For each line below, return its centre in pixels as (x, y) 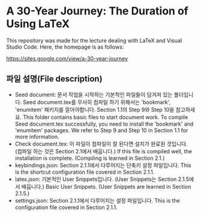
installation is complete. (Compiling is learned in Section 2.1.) (90, 158)
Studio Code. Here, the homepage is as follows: (65, 47)
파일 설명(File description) (55, 79)
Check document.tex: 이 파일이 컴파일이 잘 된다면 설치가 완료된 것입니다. (101, 144)
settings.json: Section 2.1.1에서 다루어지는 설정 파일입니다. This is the (97, 200)
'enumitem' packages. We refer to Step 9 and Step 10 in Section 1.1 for (101, 130)
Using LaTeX (38, 24)
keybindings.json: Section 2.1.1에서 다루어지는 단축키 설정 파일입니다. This (103, 165)
